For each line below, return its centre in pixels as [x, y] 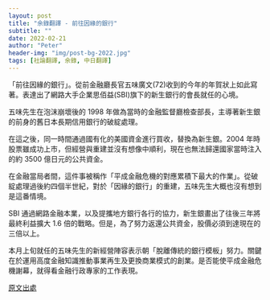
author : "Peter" [35, 46]
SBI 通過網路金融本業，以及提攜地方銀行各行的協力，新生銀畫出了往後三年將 [135, 213]
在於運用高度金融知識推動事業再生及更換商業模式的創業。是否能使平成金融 [131, 260]
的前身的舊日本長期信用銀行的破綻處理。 [75, 121]
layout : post [30, 16]
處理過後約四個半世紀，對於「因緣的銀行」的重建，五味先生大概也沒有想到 [138, 186]
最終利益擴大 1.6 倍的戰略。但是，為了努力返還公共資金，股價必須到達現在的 [135, 223]
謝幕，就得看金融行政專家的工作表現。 [78, 270]
